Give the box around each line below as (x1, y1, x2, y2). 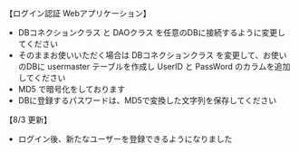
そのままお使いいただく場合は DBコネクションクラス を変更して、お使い (17, 50, 287, 61)
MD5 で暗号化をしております (17, 84, 125, 94)
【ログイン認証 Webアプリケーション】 (5, 8, 151, 18)
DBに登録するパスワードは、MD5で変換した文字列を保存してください (17, 95, 277, 106)
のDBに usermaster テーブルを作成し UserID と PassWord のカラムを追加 (17, 62, 291, 72)
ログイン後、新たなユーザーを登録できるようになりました (17, 134, 233, 144)
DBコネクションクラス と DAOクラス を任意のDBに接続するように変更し (17, 27, 286, 38)
